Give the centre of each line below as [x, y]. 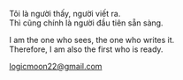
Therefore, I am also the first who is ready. [86, 49]
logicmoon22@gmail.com [56, 66]
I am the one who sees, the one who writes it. [92, 40]
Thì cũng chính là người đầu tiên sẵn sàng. [86, 23]
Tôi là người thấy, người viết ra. [65, 14]
